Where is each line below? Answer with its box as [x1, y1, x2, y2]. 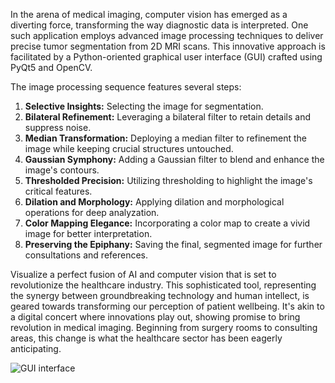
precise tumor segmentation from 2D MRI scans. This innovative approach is [10, 40, 326, 52]
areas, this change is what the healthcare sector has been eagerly [10, 332, 283, 344]
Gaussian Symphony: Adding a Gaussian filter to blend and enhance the [24, 154, 325, 165]
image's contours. [24, 164, 100, 176]
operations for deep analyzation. [24, 207, 160, 218]
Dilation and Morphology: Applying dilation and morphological [24, 196, 285, 208]
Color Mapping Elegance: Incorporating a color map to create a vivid [24, 217, 311, 229]
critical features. [24, 185, 93, 197]
